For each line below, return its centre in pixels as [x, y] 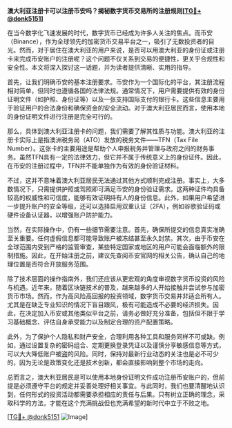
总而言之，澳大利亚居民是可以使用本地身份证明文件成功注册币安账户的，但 [113, 377]
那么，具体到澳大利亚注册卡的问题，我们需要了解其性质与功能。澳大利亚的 [113, 131]
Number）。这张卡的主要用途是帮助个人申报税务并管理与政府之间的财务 [108, 148]
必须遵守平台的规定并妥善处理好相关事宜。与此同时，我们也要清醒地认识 [122, 386]
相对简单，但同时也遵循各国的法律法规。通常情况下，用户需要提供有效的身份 [116, 90]
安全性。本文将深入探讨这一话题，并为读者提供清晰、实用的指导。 [101, 67]
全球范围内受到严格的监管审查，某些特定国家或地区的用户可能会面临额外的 [113, 247]
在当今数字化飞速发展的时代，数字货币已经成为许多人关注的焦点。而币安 [110, 33]
